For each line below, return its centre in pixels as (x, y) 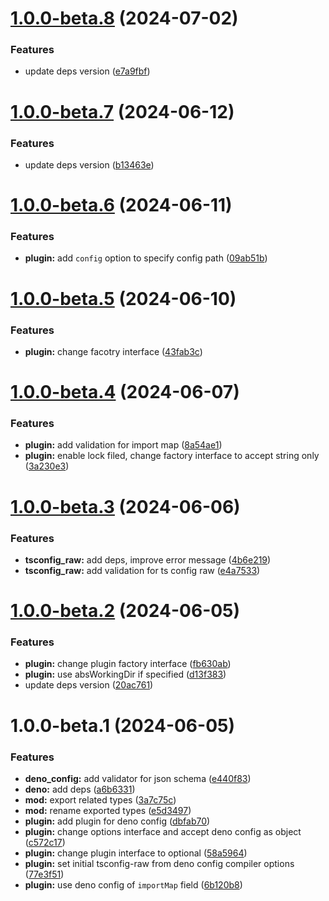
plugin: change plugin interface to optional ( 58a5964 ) (136, 853)
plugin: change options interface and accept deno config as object (163, 831)
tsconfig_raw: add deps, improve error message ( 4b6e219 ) (148, 559)
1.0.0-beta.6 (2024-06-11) (121, 205)
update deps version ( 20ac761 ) (89, 685)
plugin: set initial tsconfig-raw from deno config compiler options (159, 863)
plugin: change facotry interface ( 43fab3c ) (113, 351)
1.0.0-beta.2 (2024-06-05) (125, 611)
